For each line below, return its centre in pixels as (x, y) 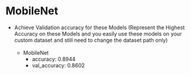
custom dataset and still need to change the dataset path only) (91, 40)
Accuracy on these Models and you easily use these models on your (98, 33)
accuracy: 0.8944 (54, 59)
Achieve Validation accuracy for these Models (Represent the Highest (99, 27)
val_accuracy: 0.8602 (58, 65)
